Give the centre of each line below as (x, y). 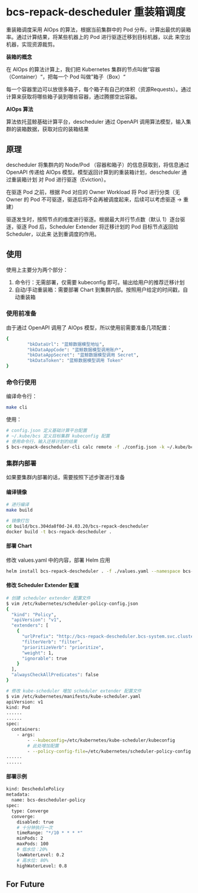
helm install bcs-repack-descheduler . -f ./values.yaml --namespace (93, 571)
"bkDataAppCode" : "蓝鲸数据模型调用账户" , (76, 350)
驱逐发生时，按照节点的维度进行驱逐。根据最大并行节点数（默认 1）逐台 (93, 219)
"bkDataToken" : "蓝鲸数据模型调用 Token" (75, 361)
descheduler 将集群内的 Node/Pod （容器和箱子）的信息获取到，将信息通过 (98, 164)
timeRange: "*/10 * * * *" (50, 833)
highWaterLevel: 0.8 (42, 866)
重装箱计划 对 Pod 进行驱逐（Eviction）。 (60, 179)
